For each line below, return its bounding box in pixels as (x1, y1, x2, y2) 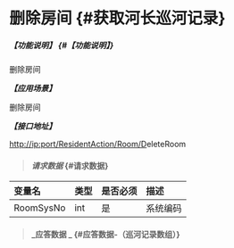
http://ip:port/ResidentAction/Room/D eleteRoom (9, 139, 187, 150)
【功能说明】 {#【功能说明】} (9, 39, 114, 50)
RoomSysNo (13, 202, 66, 214)
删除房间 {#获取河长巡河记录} (9, 8, 226, 29)
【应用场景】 (9, 83, 56, 94)
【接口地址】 (9, 121, 56, 132)
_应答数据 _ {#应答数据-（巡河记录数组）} (30, 228, 180, 239)
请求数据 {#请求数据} (30, 160, 109, 170)
